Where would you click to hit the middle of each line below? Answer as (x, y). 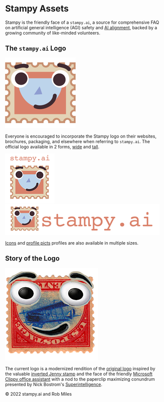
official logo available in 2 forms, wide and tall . (52, 147)
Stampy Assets (37, 9)
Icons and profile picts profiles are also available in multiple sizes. (72, 243)
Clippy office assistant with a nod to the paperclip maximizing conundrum (80, 379)
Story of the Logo (33, 259)
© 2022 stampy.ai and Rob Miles (39, 394)
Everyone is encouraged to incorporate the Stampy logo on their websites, (81, 136)
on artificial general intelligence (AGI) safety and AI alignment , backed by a (81, 27)
